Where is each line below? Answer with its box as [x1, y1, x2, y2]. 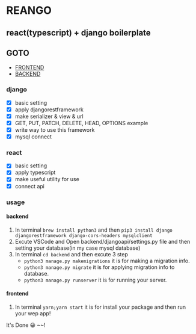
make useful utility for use [14, 176, 79, 183]
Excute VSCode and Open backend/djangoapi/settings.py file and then [14, 238, 191, 245]
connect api [14, 182, 45, 190]
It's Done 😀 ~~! [6, 321, 46, 329]
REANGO [6, 4, 52, 17]
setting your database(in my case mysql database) [14, 244, 141, 252]
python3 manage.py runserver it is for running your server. [23, 276, 167, 283]
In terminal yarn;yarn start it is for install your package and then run [14, 303, 186, 311]
